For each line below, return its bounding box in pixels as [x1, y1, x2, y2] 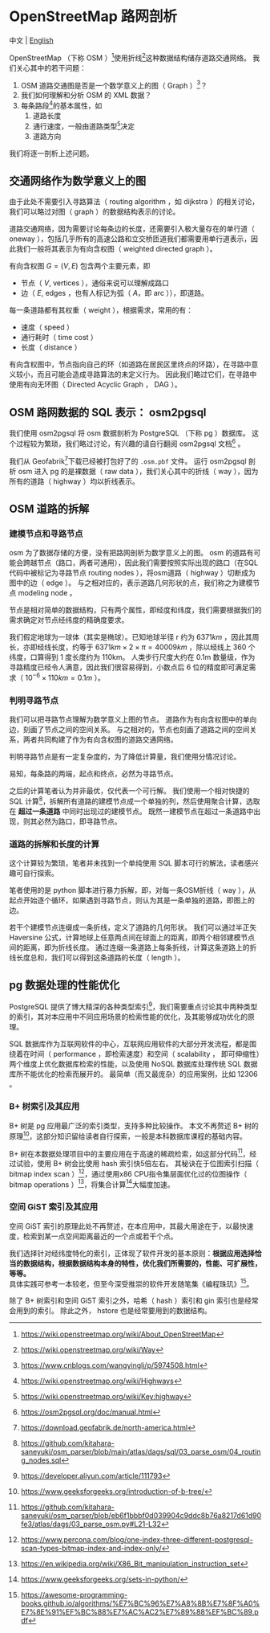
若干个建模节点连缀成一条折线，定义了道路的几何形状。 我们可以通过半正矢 [9, 923, 257, 932]
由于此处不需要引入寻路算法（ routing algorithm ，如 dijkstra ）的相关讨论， [9, 197, 260, 207]
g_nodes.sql [20, 1455, 62, 1465]
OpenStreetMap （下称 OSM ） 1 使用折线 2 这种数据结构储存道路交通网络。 [9, 51, 252, 63]
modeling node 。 [18, 588, 77, 598]
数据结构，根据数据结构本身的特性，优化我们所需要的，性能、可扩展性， [22, 1259, 262, 1268]
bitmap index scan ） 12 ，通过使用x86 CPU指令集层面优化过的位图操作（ [9, 1168, 248, 1178]
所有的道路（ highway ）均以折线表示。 [9, 476, 139, 486]
